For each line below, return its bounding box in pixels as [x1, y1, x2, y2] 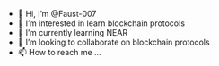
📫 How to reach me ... [17, 47, 101, 57]
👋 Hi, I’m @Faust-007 [17, 9, 97, 19]
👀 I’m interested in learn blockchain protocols [17, 18, 186, 29]
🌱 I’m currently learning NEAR [17, 28, 128, 37]
